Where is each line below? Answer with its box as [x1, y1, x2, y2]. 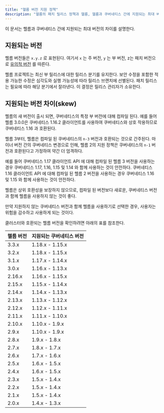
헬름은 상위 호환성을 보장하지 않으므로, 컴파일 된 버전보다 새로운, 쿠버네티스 [5, 187, 148, 193]
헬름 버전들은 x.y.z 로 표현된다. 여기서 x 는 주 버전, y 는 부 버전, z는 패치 [5, 55, 143, 61]
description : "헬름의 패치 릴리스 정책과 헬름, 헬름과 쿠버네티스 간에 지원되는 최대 [5, 12, 155, 17]
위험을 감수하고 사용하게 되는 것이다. [5, 210, 74, 216]
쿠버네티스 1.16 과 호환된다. [5, 125, 57, 132]
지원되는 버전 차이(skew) [5, 99, 77, 108]
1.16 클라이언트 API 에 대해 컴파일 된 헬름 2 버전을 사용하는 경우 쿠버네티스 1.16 [5, 171, 155, 177]
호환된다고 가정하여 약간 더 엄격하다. [14, 148, 83, 154]
